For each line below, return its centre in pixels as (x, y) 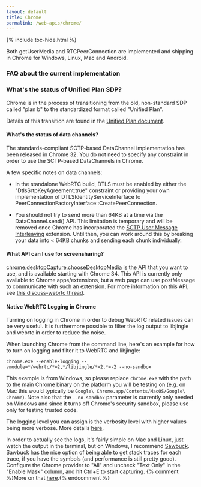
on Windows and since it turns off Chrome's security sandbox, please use (97, 404)
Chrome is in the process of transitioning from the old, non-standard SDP (97, 103)
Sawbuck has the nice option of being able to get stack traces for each (94, 452)
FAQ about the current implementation (63, 74)
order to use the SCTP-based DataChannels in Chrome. (75, 160)
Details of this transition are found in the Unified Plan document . (85, 121)
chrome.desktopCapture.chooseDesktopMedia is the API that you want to (97, 267)
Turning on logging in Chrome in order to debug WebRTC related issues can (100, 320)
